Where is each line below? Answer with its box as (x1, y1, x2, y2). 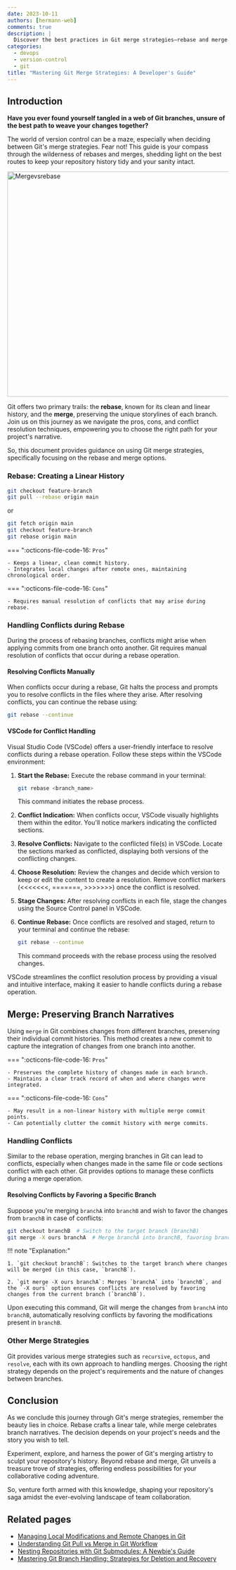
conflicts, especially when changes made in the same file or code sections (7, 1160, 223, 1168)
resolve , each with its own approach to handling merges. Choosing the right (7, 1359, 228, 1368)
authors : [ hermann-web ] (7, 17, 77, 24)
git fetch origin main (7, 520, 74, 527)
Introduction (7, 95, 63, 107)
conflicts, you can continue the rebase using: (7, 698, 138, 706)
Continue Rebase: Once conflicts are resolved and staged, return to (17, 918, 216, 927)
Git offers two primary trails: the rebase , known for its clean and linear (7, 403, 211, 411)
